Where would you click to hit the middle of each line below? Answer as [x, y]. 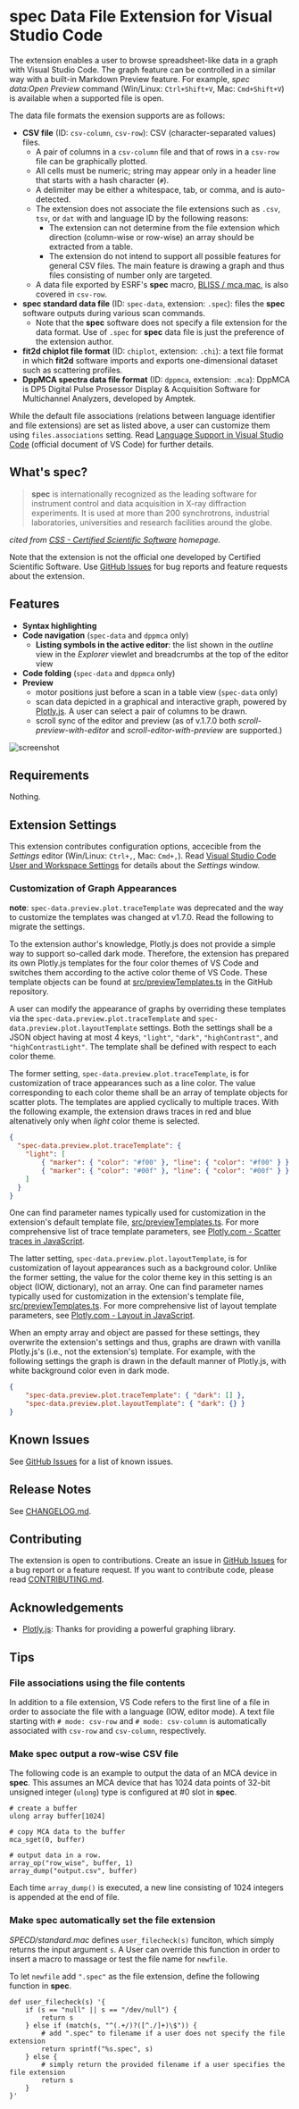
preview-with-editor [72, 730]
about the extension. [47, 576]
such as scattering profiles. [72, 370]
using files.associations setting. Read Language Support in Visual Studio [146, 434]
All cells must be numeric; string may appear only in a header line [156, 171]
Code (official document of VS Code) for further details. [112, 444]
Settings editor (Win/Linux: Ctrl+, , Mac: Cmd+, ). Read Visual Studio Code [143, 856]
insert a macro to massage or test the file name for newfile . [118, 1959]
